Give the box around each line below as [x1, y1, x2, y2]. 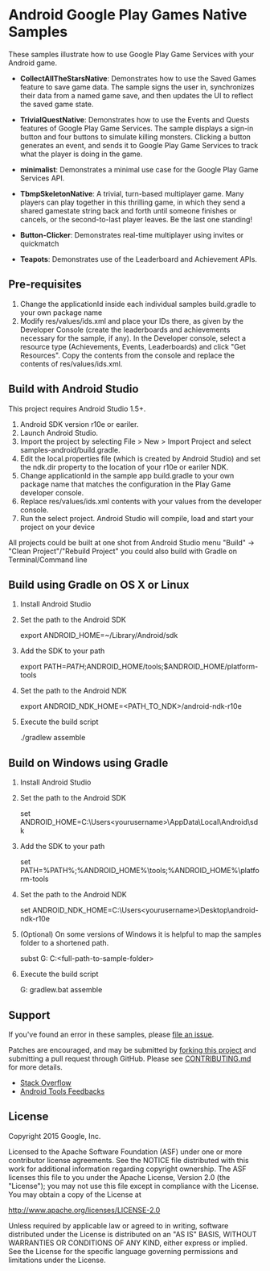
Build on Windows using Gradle [8, 756, 169, 770]
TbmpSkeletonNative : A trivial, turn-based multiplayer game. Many [19, 188, 244, 198]
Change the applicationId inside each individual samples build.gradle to [19, 299, 257, 308]
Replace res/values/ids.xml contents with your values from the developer [19, 496, 262, 506]
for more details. [8, 1062, 63, 1072]
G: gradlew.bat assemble [19, 985, 103, 995]
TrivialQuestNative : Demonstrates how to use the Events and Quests [19, 114, 250, 124]
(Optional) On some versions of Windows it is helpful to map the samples [19, 929, 262, 939]
